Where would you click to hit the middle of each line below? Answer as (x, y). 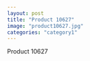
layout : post (26, 13)
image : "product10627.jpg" (45, 26)
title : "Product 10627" (41, 20)
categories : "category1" (42, 32)
